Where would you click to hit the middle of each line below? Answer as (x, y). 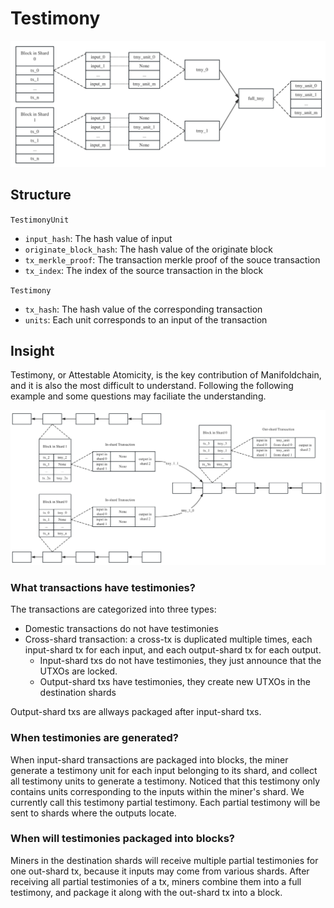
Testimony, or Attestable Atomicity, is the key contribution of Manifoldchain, (166, 375)
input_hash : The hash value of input (98, 238)
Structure (41, 195)
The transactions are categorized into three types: (113, 609)
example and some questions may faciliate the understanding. (138, 396)
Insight (32, 350)
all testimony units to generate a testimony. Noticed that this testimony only (165, 781)
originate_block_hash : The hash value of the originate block (148, 249)
